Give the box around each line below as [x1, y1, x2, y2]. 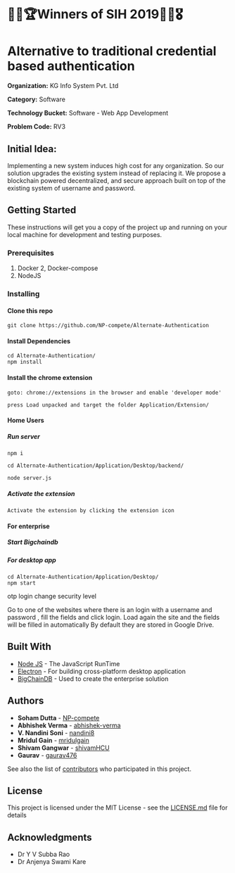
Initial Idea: [7, 143, 57, 155]
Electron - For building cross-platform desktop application [17, 667, 186, 675]
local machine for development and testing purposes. [7, 230, 163, 238]
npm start [7, 580, 37, 587]
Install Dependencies [7, 336, 71, 345]
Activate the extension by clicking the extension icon [7, 507, 174, 514]
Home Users [7, 416, 44, 425]
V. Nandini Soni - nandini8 [17, 728, 95, 737]
